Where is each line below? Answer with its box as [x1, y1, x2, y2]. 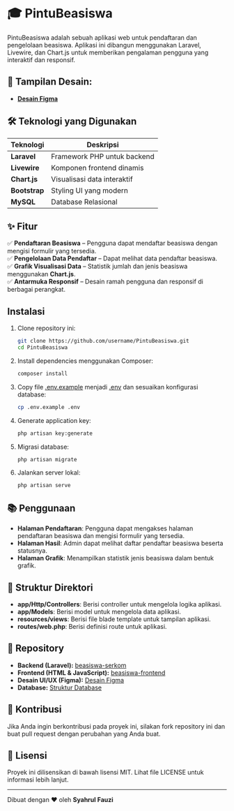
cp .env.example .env [17, 403, 80, 410]
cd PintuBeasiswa [17, 344, 68, 351]
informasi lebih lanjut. [7, 775, 69, 784]
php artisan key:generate [17, 430, 93, 437]
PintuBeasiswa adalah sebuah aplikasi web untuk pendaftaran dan [7, 33, 197, 42]
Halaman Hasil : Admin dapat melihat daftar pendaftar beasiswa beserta [17, 539, 224, 548]
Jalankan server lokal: [17, 468, 81, 477]
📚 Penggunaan [7, 502, 76, 514]
